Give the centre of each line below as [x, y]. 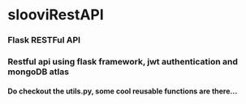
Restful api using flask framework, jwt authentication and [123, 62]
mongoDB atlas [39, 72]
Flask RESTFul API [44, 40]
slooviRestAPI [56, 15]
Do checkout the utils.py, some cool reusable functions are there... [123, 91]
